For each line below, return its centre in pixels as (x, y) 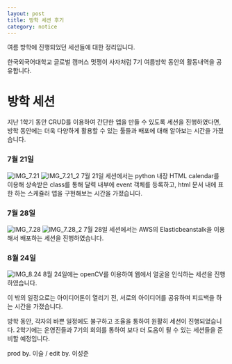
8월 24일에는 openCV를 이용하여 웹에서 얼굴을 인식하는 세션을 (128, 274)
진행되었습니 (205, 322)
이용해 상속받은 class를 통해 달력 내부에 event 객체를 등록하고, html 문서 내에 (112, 184)
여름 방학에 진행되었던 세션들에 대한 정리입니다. (71, 47)
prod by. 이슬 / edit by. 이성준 (48, 354)
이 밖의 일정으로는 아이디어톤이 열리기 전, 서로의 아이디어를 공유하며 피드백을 (111, 298)
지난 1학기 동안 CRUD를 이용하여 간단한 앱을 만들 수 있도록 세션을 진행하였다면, (114, 122)
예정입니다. (35, 339)
